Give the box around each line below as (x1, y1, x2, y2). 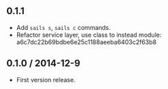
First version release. (16, 75, 76, 84)
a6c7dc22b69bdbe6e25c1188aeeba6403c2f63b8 (16, 37, 157, 46)
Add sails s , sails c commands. (16, 23, 111, 31)
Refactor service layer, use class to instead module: (16, 31, 162, 39)
